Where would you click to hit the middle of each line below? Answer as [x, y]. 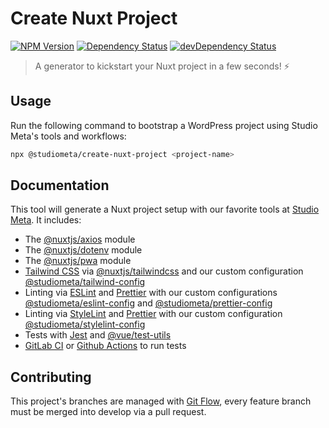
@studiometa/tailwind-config [85, 282]
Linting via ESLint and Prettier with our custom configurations [151, 293]
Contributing [51, 377]
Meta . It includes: [46, 220]
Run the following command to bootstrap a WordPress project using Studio [164, 125]
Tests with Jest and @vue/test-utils [98, 335]
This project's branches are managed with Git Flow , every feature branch [161, 401]
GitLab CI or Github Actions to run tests [105, 346]
